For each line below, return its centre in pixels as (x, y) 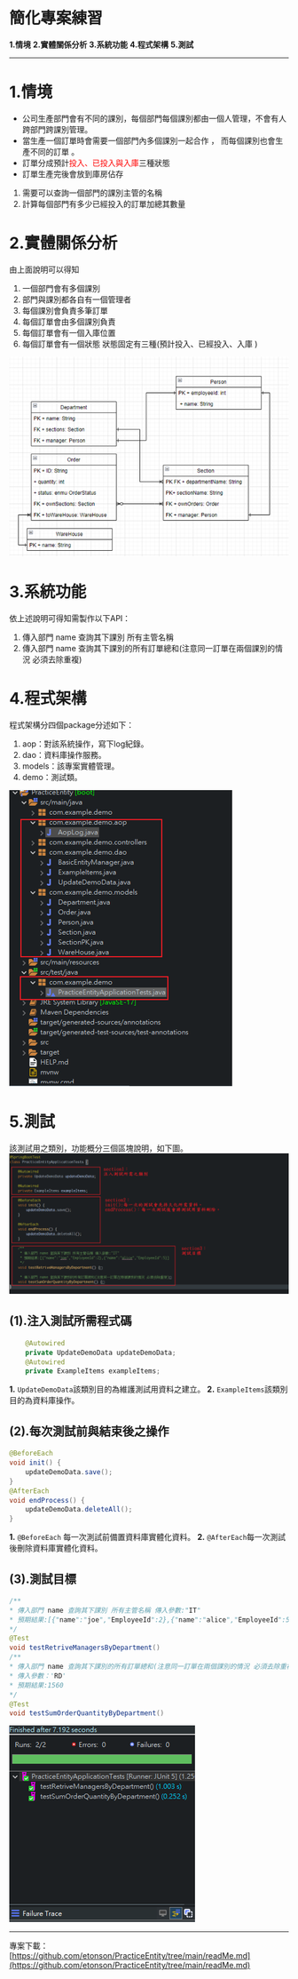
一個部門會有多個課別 (61, 288)
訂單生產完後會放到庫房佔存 (73, 173)
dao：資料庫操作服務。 (64, 755)
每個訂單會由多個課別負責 (69, 322)
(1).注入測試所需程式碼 (71, 1321)
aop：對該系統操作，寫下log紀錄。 (85, 744)
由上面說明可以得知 (44, 269)
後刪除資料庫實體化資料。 (56, 1548)
